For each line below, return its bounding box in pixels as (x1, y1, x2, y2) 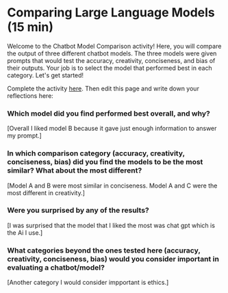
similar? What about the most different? (7, 166, 142, 175)
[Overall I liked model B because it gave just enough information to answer (7, 125, 217, 133)
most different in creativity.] (7, 188, 86, 196)
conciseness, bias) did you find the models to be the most (7, 157, 203, 167)
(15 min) (7, 19, 53, 35)
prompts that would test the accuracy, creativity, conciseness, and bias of (7, 56, 216, 64)
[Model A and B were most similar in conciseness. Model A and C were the (7, 181, 218, 190)
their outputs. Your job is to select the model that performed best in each (7, 64, 212, 72)
